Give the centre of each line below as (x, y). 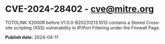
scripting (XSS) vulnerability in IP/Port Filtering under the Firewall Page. (87, 27)
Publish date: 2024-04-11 (32, 37)
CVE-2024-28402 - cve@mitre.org (80, 9)
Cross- (153, 22)
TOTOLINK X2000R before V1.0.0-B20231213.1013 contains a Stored (75, 22)
